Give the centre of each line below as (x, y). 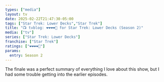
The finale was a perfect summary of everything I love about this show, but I (82, 69)
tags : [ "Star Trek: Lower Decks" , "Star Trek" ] (54, 23)
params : (13, 51)
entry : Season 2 (26, 55)
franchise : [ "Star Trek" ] (32, 42)
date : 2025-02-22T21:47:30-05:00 (39, 19)
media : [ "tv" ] (20, 32)
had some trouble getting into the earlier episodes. (56, 75)
